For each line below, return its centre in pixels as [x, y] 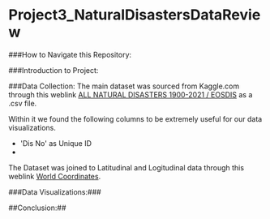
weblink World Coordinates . [55, 176]
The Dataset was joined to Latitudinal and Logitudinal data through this [126, 167]
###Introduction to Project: [54, 70]
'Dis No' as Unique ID [56, 143]
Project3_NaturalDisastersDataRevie [135, 15]
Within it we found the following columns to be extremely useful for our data [135, 118]
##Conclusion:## [37, 208]
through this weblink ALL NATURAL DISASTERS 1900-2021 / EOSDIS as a [131, 94]
